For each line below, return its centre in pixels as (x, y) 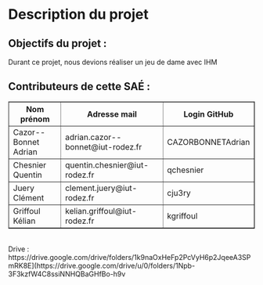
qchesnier (186, 170)
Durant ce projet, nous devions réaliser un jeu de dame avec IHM (113, 62)
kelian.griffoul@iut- (101, 211)
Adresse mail (112, 114)
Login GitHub (209, 114)
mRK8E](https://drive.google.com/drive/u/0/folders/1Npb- (102, 265)
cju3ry (179, 193)
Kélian (24, 221)
